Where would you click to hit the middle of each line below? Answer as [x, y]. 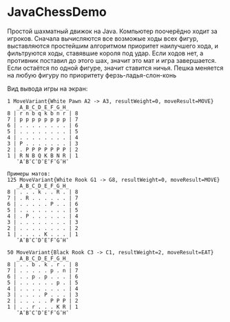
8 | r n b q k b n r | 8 [43, 113]
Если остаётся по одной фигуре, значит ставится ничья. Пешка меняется [115, 68]
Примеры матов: [29, 173]
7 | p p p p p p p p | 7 [43, 119]
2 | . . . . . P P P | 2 [43, 301]
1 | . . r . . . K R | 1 [43, 307]
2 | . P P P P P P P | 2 [43, 149]
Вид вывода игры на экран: [48, 88]
